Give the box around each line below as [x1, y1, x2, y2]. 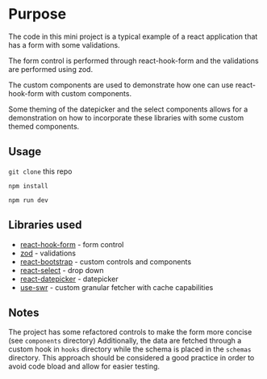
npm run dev [8, 196, 48, 204]
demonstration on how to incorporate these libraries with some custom [8, 112, 244, 122]
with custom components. [45, 88, 131, 98]
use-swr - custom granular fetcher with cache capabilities [19, 282, 214, 292]
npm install [8, 182, 48, 190]
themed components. [8, 121, 80, 131]
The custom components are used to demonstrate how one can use [8, 80, 234, 90]
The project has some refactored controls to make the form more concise [8, 327, 252, 337]
